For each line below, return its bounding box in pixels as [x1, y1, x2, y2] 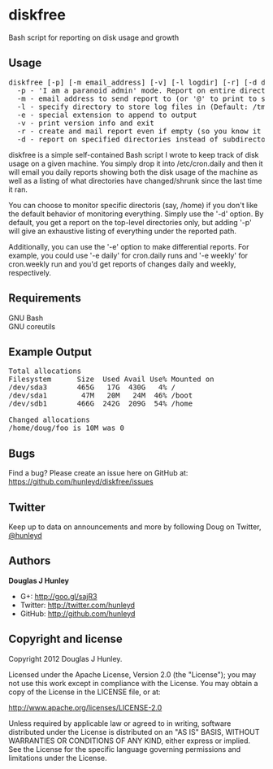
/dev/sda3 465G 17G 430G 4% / [8, 383, 176, 392]
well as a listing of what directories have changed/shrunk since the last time [8, 176, 262, 185]
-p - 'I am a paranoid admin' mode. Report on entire [16, 85, 236, 95]
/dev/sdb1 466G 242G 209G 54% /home [8, 399, 193, 408]
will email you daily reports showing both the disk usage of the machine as [8, 167, 258, 176]
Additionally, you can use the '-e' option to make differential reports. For [8, 241, 249, 251]
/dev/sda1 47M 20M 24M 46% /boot [8, 391, 193, 400]
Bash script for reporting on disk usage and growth [8, 33, 180, 42]
